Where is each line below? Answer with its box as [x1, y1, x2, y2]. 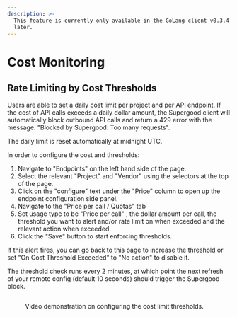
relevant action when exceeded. [17, 224, 112, 234]
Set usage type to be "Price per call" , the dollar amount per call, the [17, 209, 217, 218]
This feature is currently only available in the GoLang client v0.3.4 [13, 17, 230, 24]
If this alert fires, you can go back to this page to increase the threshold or [7, 246, 224, 255]
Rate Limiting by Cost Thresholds [7, 82, 157, 94]
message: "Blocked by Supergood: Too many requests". [7, 123, 170, 132]
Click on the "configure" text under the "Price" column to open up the [17, 187, 221, 195]
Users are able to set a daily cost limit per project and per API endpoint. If [7, 100, 221, 110]
